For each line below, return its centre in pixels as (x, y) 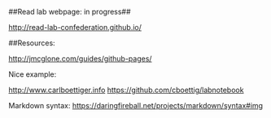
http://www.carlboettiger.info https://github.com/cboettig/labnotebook (126, 90)
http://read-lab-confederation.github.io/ (75, 27)
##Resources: (32, 43)
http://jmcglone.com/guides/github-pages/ (80, 59)
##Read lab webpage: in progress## (70, 12)
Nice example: (33, 74)
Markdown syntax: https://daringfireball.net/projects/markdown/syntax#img (135, 105)
